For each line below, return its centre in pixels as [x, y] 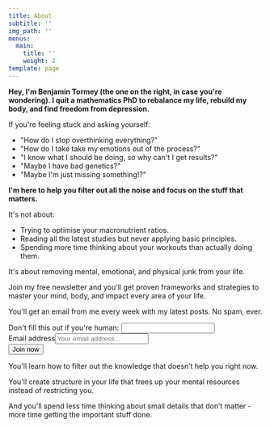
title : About [30, 16]
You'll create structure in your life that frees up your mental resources [124, 382]
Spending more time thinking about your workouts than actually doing [136, 247]
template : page [34, 69]
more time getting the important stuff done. [80, 414]
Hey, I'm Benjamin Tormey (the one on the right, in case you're [115, 91]
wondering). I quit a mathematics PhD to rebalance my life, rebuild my [128, 100]
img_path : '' [30, 31]
